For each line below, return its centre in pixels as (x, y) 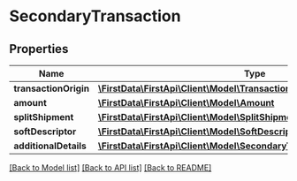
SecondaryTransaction (95, 16)
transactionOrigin (52, 88)
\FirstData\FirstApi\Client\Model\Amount (186, 103)
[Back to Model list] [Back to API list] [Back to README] (110, 168)
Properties (39, 49)
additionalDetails (50, 146)
